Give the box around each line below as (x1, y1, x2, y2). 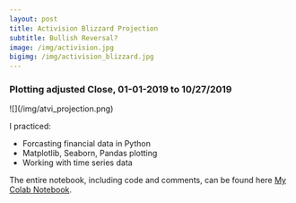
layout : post (9, 14, 58, 23)
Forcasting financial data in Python (22, 138, 151, 149)
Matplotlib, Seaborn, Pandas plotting (22, 148, 158, 159)
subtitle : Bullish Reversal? (9, 33, 118, 42)
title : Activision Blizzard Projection (9, 23, 159, 33)
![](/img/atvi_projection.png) (9, 103, 114, 114)
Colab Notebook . (9, 184, 73, 195)
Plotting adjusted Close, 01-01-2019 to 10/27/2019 (9, 84, 232, 96)
